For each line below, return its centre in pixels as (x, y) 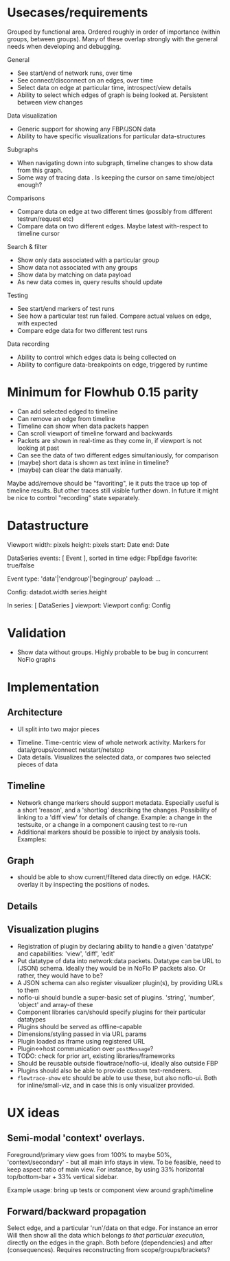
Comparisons (26, 198)
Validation (37, 633)
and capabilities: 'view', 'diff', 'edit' (66, 953)
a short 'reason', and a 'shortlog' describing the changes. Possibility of (117, 810)
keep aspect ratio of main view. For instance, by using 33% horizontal (106, 1169)
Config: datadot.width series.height (57, 592)
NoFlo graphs (36, 659)
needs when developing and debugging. (64, 46)
